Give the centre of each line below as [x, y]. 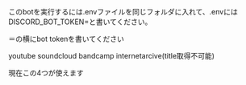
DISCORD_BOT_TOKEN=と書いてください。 [80, 22]
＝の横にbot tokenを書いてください [67, 39]
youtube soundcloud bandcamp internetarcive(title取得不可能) [112, 56]
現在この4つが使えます [46, 73]
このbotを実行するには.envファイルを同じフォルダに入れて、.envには [123, 12]
